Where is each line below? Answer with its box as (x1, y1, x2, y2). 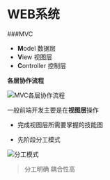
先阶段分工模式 (17, 135, 61, 143)
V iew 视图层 (17, 53, 52, 61)
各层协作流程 (7, 76, 44, 84)
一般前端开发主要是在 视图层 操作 (7, 106, 99, 114)
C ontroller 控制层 (17, 61, 66, 69)
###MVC (7, 29, 33, 38)
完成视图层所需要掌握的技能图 (17, 120, 103, 129)
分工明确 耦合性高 (24, 165, 75, 173)
